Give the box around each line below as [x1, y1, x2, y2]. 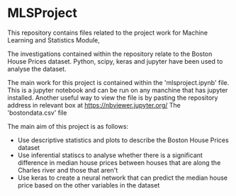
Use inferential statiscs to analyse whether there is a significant [17, 151, 203, 159]
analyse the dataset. [7, 64, 67, 73]
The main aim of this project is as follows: [7, 122, 129, 130]
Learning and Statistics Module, [7, 35, 101, 44]
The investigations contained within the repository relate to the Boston [7, 50, 213, 58]
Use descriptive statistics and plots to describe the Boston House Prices [17, 136, 229, 144]
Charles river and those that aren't [17, 166, 118, 174]
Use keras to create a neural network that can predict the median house [17, 173, 228, 182]
